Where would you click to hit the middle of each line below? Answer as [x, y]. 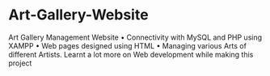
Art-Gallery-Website [78, 15]
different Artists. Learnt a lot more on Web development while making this [131, 54]
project [20, 63]
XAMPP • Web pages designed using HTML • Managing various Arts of [127, 45]
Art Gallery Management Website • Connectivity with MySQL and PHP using [135, 37]
